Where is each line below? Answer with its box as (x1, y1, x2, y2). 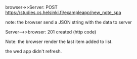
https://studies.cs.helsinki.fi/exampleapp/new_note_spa (5, 9, 121, 15)
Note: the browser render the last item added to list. (5, 38, 113, 44)
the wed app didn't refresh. (5, 48, 62, 54)
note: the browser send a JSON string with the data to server (5, 19, 132, 25)
